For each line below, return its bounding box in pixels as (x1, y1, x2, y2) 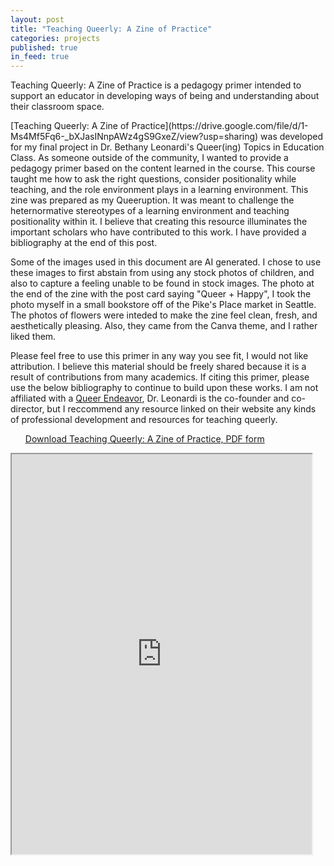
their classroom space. (10, 101, 105, 113)
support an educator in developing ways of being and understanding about (10, 90, 320, 102)
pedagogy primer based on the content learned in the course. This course (10, 162, 316, 175)
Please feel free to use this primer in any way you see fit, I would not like (10, 350, 309, 362)
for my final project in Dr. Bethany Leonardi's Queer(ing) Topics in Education (10, 141, 325, 153)
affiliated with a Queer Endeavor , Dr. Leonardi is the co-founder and (10, 392, 290, 405)
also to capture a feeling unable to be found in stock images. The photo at (10, 277, 315, 290)
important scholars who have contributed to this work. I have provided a (10, 226, 307, 238)
